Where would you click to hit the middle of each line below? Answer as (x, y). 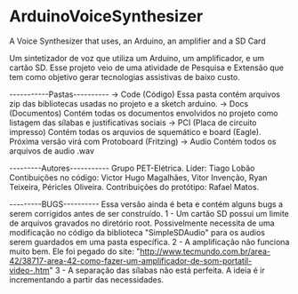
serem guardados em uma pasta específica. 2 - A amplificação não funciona (149, 242)
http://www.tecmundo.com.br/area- (205, 251)
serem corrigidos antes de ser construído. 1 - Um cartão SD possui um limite (149, 213)
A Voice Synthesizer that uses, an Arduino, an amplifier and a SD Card (137, 41)
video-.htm (29, 270)
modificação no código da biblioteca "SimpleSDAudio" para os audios (137, 232)
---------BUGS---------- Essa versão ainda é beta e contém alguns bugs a (146, 204)
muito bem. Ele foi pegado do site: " (75, 251)
